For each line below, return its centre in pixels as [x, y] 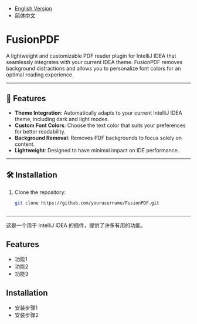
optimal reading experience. [40, 74]
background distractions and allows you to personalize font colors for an [94, 68]
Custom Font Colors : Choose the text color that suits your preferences [100, 125]
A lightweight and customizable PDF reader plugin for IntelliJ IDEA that [91, 56]
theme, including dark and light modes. [62, 119]
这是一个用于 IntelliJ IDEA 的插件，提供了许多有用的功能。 [76, 225]
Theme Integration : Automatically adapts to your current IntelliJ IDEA [98, 113]
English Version [33, 9]
